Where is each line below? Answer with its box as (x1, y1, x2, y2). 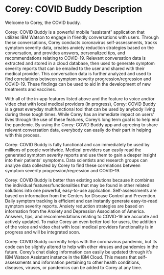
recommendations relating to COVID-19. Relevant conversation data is (5, 55, 146, 61)
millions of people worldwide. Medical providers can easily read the (5, 147, 141, 153)
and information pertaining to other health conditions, (32, 259, 141, 265)
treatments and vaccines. (5, 86, 56, 92)
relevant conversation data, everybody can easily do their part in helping (5, 127, 152, 133)
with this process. (5, 132, 41, 138)
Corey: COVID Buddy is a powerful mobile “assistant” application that (5, 29, 145, 35)
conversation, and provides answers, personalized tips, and (5, 50, 126, 56)
